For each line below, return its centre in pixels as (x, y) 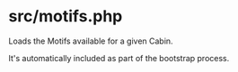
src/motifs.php (66, 16)
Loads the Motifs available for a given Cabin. (91, 41)
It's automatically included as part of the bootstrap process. (119, 58)
